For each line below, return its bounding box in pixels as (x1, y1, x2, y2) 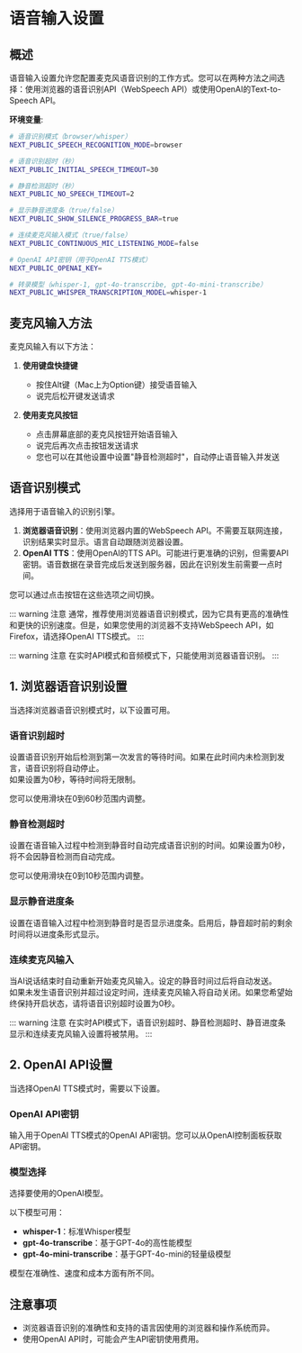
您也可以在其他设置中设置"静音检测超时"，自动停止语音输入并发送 (35, 451, 280, 462)
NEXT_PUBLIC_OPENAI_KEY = (9, 263, 102, 273)
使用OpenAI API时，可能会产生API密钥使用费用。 (22, 1334, 204, 1345)
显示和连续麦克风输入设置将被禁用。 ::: (9, 1028, 153, 1039)
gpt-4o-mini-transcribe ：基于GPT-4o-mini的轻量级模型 (22, 1249, 232, 1259)
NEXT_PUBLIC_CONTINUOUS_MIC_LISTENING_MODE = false (9, 239, 200, 248)
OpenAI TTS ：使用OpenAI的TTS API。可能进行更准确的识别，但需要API (22, 547, 289, 558)
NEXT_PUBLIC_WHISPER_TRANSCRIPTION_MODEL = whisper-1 (9, 288, 207, 297)
